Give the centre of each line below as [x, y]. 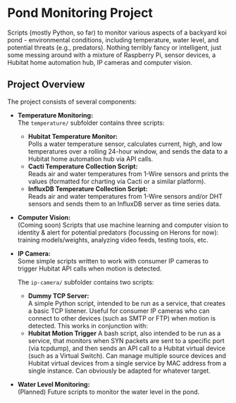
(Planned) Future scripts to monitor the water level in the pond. [108, 392]
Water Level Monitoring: [54, 384]
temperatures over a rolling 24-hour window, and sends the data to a [128, 151]
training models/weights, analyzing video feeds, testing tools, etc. [113, 240]
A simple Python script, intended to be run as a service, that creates [126, 303]
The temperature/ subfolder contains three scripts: [91, 123]
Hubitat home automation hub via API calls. [91, 159]
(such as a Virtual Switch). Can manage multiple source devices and [127, 355]
